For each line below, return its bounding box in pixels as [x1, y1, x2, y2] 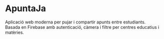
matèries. [5, 29, 25, 35]
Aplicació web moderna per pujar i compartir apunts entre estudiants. [5, 19, 146, 25]
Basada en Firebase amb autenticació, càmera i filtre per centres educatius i [5, 24, 160, 30]
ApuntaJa [5, 3, 46, 14]
